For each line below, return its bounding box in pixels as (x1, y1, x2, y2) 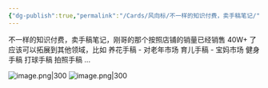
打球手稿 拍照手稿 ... (23, 54, 90, 64)
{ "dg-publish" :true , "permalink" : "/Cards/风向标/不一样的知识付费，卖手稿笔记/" (8, 11, 260, 20)
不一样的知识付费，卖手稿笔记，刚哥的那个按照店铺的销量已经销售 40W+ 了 (8, 34, 258, 44)
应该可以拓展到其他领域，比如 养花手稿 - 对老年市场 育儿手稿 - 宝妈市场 (8, 45, 244, 54)
